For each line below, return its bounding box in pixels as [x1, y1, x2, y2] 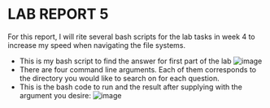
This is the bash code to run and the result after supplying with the [19, 82, 243, 92]
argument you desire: [19, 90, 91, 100]
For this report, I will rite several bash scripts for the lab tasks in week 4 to [7, 32, 255, 41]
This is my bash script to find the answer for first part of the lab [19, 56, 233, 66]
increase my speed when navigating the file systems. [7, 40, 186, 50]
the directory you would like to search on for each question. [19, 73, 220, 83]
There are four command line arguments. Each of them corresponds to [19, 64, 257, 74]
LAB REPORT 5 [7, 5, 109, 24]
